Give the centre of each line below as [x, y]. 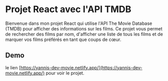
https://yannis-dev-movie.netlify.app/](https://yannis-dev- [81, 67]
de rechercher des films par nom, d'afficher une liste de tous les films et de [84, 34]
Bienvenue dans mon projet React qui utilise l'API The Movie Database [79, 23]
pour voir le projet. [65, 73]
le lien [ [13, 67]
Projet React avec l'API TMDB [68, 9]
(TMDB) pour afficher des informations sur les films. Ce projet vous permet [84, 28]
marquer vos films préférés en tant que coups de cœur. [63, 39]
